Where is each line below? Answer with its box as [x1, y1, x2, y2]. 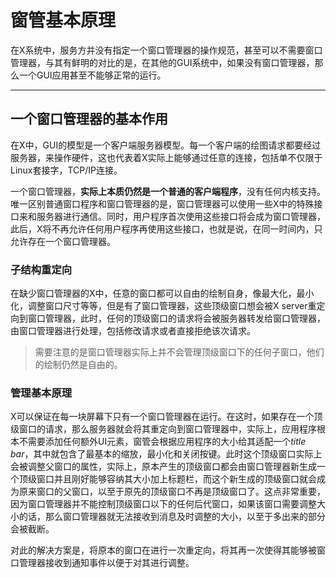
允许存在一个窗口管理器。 [10, 235, 116, 247]
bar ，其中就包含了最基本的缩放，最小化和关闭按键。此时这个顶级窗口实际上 [10, 448, 323, 460]
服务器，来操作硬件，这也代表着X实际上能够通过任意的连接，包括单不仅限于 [10, 151, 323, 163]
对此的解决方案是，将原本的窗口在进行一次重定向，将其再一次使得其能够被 [10, 544, 317, 556]
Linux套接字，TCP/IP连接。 [10, 164, 123, 176]
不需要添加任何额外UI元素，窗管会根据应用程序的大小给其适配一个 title [18, 436, 307, 448]
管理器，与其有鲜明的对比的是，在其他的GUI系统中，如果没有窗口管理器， [10, 56, 315, 68]
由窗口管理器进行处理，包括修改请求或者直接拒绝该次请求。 [10, 325, 256, 337]
